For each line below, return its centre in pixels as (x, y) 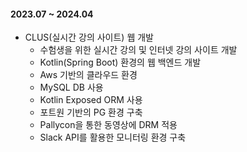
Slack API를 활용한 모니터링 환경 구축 (113, 137)
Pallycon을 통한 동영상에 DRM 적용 (108, 125)
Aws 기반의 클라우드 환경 (88, 75)
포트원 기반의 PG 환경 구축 (91, 112)
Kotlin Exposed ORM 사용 (91, 100)
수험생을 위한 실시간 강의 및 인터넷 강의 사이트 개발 (138, 50)
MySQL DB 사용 (71, 87)
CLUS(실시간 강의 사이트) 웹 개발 (89, 37)
